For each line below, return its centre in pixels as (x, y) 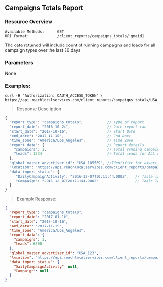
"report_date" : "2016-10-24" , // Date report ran (78, 127)
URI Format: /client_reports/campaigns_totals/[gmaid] (75, 36)
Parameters (19, 62)
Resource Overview (29, 22)
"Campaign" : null (31, 271)
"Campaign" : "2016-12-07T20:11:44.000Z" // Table (84, 181)
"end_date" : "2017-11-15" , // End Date (70, 136)
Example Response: (37, 199)
